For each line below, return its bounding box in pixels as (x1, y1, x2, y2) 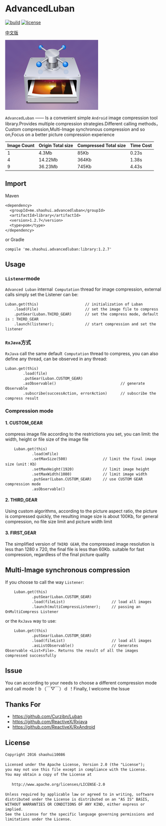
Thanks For (5, 700, 41, 709)
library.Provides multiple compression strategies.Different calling (5, 120, 137, 127)
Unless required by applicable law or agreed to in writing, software (5, 792, 154, 797)
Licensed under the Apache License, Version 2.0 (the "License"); (5, 762, 145, 767)
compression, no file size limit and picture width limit (5, 518, 112, 524)
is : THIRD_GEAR (5, 317, 39, 322)
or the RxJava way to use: (5, 618, 57, 624)
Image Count (7, 143, 35, 149)
